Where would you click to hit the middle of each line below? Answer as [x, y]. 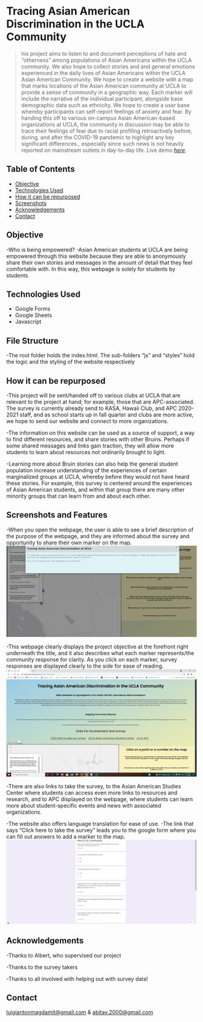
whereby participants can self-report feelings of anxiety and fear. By [106, 111]
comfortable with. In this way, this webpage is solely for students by [91, 269]
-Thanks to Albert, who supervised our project [64, 955]
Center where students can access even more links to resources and [92, 793]
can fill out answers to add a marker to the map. [66, 836]
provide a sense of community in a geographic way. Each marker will [107, 92]
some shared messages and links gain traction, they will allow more [90, 446]
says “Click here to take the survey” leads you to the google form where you [101, 830]
